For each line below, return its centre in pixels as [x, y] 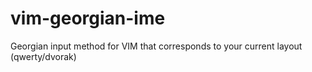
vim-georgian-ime [88, 18]
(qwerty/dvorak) [43, 56]
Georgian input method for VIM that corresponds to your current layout [156, 46]
